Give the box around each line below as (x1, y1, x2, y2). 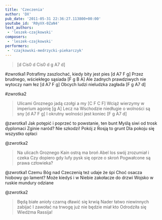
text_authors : (5, 25, 34, 30)
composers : (5, 35, 27, 40)
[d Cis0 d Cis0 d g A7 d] (17, 62, 66, 67)
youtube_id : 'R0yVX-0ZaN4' (5, 21, 60, 26)
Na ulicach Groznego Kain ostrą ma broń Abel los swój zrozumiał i (17, 150, 149, 155)
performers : (5, 44, 29, 48)
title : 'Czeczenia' (5, 7, 45, 12)
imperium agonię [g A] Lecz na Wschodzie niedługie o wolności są (17, 106, 151, 111)
